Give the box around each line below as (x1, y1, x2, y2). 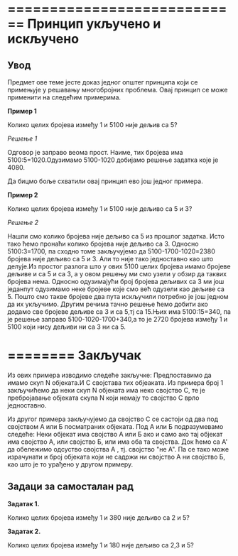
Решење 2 (7, 218, 39, 227)
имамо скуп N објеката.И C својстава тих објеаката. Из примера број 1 (7, 378, 224, 387)
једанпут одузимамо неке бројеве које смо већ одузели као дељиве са (7, 285, 225, 293)
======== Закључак (7, 347, 141, 364)
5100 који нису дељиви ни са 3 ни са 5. (7, 322, 126, 331)
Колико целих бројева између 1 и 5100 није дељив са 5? (7, 121, 178, 129)
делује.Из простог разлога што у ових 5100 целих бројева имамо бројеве (7, 262, 231, 271)
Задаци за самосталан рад (7, 481, 134, 493)
